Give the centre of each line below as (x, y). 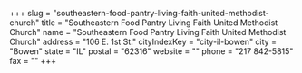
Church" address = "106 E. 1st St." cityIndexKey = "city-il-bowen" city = (143, 41)
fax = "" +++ (33, 61)
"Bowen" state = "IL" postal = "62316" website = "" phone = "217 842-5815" (151, 51)
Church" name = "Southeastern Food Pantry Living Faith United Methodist (148, 32)
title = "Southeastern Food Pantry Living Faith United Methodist (160, 23)
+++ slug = (30, 13)
